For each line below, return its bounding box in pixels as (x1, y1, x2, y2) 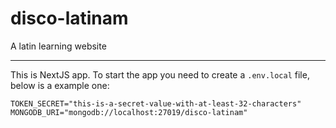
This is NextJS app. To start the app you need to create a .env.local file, (10, 68, 310, 81)
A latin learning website (10, 40, 107, 52)
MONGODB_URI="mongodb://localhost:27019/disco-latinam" (10, 107, 248, 117)
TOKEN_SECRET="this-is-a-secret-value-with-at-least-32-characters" (10, 98, 302, 109)
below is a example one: (10, 79, 110, 91)
